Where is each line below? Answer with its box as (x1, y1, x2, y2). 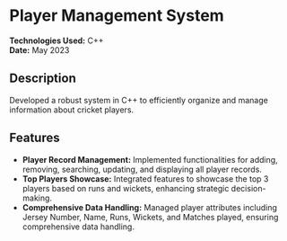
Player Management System (9, 5, 224, 26)
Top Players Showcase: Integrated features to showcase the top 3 (22, 173, 269, 184)
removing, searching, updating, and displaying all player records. (22, 164, 263, 174)
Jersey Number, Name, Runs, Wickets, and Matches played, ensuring (22, 211, 279, 222)
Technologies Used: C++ (9, 35, 104, 46)
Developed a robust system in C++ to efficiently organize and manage (9, 94, 269, 105)
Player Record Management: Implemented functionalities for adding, (22, 154, 278, 165)
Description (9, 71, 76, 86)
